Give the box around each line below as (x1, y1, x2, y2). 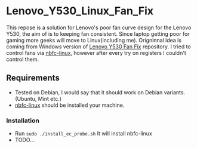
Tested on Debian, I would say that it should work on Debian (14, 88, 163, 96)
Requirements (6, 73, 60, 83)
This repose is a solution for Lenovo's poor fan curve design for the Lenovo (6, 24, 192, 31)
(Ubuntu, (14, 95, 37, 102)
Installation (6, 116, 40, 125)
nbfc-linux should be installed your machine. (14, 101, 125, 109)
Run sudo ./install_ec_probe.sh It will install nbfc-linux (14, 130, 152, 137)
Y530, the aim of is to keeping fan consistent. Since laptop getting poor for (6, 30, 190, 37)
